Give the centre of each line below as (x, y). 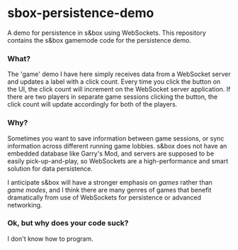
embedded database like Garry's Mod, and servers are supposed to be (111, 153)
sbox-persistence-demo (81, 13)
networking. (25, 205)
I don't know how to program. (50, 239)
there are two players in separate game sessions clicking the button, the (113, 97)
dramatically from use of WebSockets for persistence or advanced (104, 197)
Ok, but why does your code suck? (68, 223)
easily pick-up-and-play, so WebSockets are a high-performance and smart (118, 161)
